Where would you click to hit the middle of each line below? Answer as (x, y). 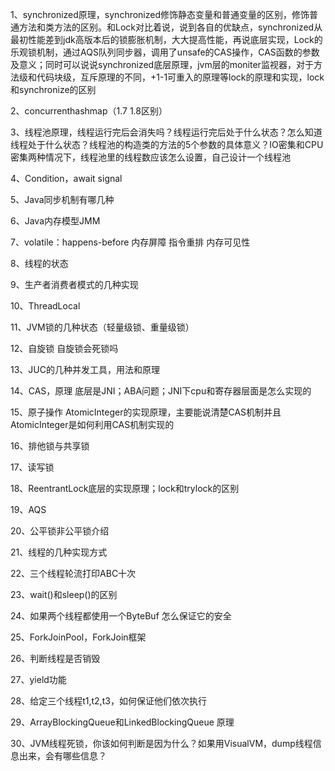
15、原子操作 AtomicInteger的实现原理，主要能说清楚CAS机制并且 (146, 412)
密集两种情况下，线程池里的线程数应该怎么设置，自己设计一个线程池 (150, 157)
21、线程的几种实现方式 (59, 552)
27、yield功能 (38, 679)
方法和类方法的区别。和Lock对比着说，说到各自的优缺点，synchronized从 (170, 27)
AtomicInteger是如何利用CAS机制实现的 (92, 424)
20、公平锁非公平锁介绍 (60, 531)
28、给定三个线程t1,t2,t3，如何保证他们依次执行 (108, 701)
